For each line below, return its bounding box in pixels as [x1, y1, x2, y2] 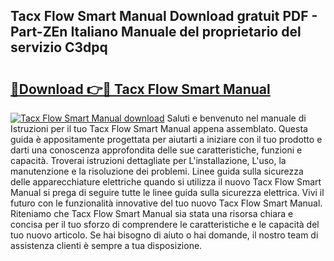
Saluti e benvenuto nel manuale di [166, 112, 307, 124]
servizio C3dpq [10, 39, 108, 56]
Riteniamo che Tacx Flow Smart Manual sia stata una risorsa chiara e [10, 208, 294, 219]
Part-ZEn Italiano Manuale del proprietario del [10, 24, 302, 41]
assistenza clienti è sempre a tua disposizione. [10, 240, 203, 251]
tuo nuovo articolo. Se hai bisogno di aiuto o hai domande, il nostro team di [10, 229, 319, 241]
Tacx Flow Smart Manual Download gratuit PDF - [10, 8, 318, 25]
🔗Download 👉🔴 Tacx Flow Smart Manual [10, 80, 271, 98]
